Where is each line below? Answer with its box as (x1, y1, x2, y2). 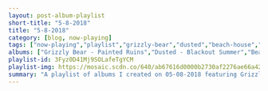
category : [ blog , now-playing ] (8, 33, 112, 42)
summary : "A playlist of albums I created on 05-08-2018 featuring (8, 70, 238, 78)
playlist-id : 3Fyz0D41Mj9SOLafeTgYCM (8, 56, 134, 64)
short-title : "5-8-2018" (8, 19, 91, 27)
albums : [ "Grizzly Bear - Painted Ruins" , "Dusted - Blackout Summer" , (8, 48, 248, 56)
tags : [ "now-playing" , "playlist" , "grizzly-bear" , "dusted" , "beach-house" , (8, 41, 259, 49)
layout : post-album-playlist (8, 11, 105, 20)
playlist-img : (8, 63, 56, 71)
